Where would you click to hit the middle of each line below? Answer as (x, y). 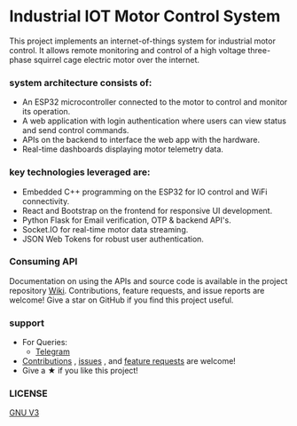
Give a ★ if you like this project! (80, 371)
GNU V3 (24, 413)
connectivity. (46, 201)
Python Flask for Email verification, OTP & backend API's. (127, 220)
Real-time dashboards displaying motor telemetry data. (123, 149)
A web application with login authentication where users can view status (154, 121)
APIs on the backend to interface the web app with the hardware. (141, 140)
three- (259, 50)
